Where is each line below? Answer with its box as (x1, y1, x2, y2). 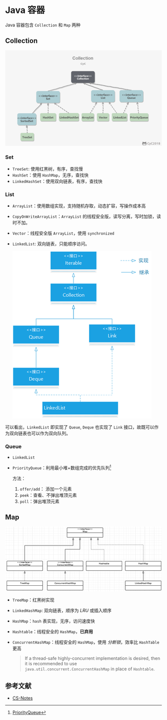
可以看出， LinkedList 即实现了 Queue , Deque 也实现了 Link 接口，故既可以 (5, 424, 155, 430)
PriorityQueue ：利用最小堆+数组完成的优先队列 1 (12, 464, 111, 470)
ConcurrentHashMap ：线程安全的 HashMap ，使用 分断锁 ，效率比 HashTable (12, 639, 160, 645)
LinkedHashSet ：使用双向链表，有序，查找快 (12, 178, 103, 184)
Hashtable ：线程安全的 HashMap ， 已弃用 (12, 629, 93, 634)
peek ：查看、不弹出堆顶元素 (19, 492, 77, 498)
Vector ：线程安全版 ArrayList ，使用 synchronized (12, 230, 114, 236)
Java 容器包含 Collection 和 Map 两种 (5, 22, 81, 28)
